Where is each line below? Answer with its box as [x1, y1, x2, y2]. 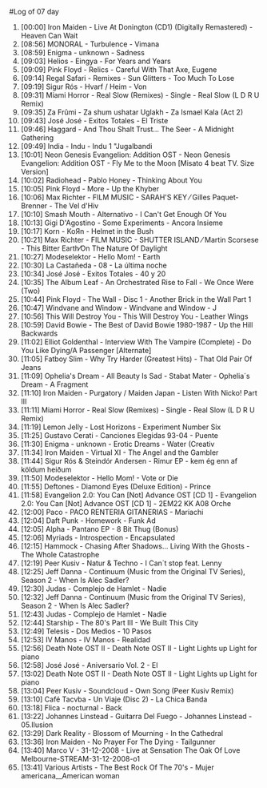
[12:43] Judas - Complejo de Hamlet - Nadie [20, 609, 167, 619]
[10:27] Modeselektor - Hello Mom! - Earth [20, 252, 161, 261]
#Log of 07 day [9, 7, 59, 16]
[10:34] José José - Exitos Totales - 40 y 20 [20, 269, 166, 279]
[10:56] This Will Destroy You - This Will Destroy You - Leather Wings [20, 312, 249, 321]
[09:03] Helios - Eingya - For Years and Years [20, 56, 171, 66]
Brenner [20, 201, 48, 211]
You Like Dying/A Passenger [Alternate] [20, 346, 152, 355]
